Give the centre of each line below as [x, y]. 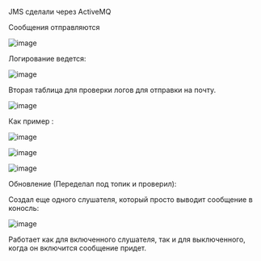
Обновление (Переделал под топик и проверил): [93, 184]
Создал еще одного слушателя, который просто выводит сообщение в [130, 200]
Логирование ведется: [47, 59]
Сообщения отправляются [54, 27]
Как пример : [31, 121]
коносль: [24, 208]
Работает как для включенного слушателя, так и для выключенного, [127, 239]
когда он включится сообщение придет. [78, 248]
